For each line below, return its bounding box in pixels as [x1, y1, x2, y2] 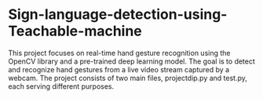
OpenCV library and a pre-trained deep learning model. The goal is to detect [8, 57, 255, 66]
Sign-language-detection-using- [8, 5, 228, 24]
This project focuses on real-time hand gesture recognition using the [8, 48, 231, 57]
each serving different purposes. [8, 81, 115, 91]
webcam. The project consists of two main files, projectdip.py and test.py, [8, 73, 247, 82]
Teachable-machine [8, 22, 143, 40]
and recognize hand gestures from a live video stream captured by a [8, 64, 230, 74]
